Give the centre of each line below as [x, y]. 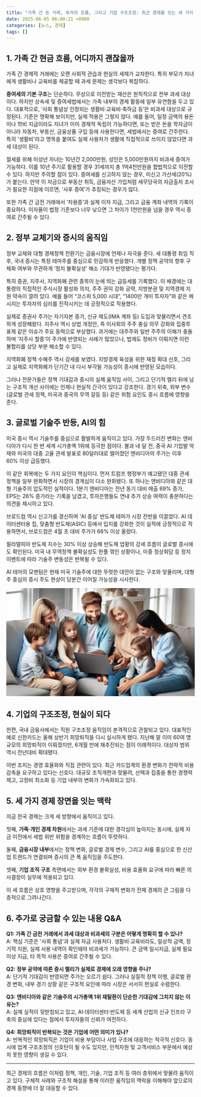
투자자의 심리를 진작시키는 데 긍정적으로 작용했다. [80, 304]
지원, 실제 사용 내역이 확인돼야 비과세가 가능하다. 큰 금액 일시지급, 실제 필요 [105, 949]
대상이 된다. [26, 146]
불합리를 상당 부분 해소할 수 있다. [45, 346]
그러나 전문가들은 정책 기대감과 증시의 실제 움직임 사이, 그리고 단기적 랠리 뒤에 [97, 379]
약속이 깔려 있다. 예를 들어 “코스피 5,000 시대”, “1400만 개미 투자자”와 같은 [100, 296]
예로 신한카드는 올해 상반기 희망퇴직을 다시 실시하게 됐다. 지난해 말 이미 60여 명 [99, 738]
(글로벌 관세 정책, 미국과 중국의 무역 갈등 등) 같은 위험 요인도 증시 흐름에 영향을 [98, 394]
